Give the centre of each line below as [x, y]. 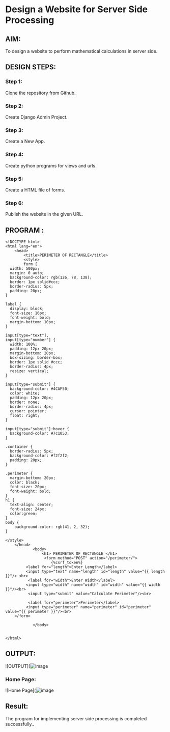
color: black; [25, 482]
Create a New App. [25, 142]
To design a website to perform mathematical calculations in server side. [81, 51]
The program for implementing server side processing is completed [76, 718]
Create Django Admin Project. [36, 117]
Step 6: [15, 203]
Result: [17, 706]
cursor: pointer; [28, 411]
